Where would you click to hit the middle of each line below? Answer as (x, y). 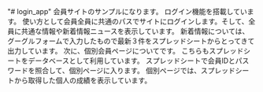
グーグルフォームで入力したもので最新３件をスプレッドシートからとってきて (131, 41)
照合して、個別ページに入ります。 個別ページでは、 (118, 70)
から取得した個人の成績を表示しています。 (83, 80)
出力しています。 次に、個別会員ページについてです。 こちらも (108, 51)
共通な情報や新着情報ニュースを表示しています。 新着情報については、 (135, 31)
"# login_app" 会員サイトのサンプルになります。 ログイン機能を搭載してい (127, 11)
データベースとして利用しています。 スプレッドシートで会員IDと (131, 61)
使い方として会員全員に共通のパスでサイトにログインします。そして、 (135, 21)
